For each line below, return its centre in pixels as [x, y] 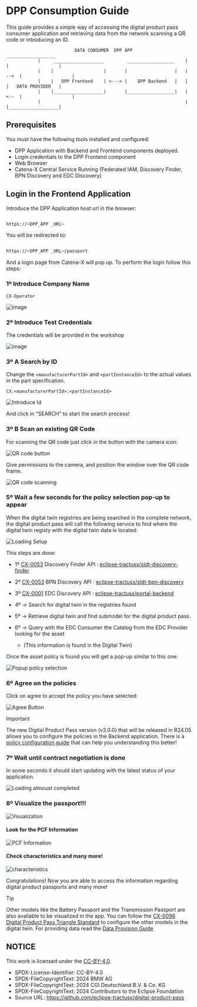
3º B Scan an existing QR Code [51, 429]
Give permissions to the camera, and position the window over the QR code [98, 464]
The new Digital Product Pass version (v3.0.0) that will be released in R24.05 [99, 730]
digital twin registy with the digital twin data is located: [72, 530]
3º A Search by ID [32, 362]
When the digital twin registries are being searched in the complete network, [99, 517]
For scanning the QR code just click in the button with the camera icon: [92, 441]
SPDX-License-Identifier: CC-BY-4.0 [59, 972]
